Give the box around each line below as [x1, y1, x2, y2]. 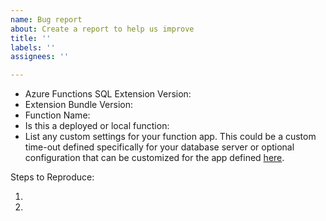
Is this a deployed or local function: [24, 120, 170, 132]
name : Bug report [10, 14, 83, 25]
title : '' [10, 33, 52, 43]
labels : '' [10, 42, 56, 53]
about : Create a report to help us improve [10, 24, 195, 34]
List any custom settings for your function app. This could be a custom [24, 131, 317, 143]
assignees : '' [10, 52, 70, 62]
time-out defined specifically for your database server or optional [24, 141, 295, 153]
